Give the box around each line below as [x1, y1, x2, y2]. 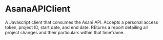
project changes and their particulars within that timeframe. [5, 29, 124, 35]
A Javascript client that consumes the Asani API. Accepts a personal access [5, 19, 159, 25]
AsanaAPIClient [5, 3, 71, 14]
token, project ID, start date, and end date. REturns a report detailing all [5, 24, 148, 30]
